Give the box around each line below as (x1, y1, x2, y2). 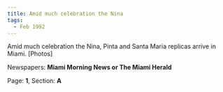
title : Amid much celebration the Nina (7, 10, 124, 17)
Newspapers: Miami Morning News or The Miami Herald (7, 63, 173, 72)
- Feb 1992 (13, 23, 45, 30)
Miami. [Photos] (7, 49, 53, 58)
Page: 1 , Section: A (7, 77, 62, 85)
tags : (7, 17, 23, 24)
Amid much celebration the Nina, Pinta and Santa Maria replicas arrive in (7, 43, 217, 51)
